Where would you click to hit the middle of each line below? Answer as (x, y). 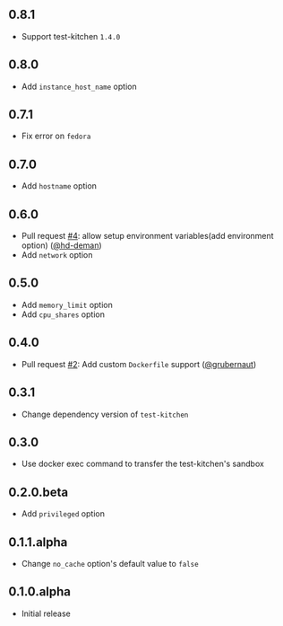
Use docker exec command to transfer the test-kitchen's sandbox (143, 464)
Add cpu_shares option (63, 314)
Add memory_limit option (67, 304)
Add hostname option (59, 186)
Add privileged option (63, 514)
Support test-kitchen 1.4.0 (71, 36)
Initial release (46, 613)
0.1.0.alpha (40, 592)
